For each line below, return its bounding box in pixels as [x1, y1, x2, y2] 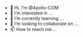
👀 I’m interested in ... [10, 10, 53, 16]
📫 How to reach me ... [10, 26, 57, 32]
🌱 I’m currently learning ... [10, 15, 64, 21]
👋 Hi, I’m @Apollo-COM [10, 5, 59, 10]
